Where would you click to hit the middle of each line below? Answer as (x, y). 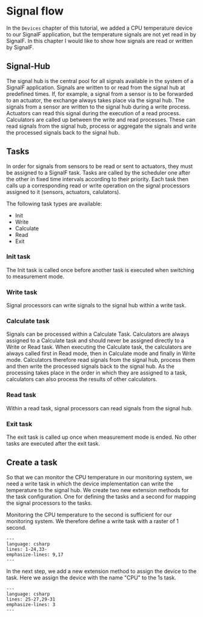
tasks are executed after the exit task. (53, 444)
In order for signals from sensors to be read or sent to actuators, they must (99, 166)
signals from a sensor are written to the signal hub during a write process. (98, 107)
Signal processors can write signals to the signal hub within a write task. (96, 305)
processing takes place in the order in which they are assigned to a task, (97, 373)
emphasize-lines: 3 (31, 604)
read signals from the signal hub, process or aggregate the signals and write (101, 126)
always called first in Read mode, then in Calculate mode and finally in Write (101, 353)
